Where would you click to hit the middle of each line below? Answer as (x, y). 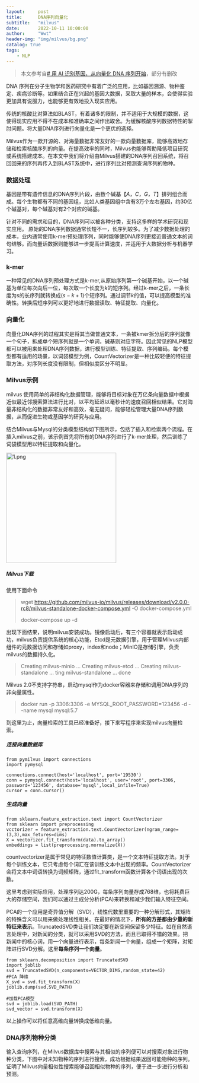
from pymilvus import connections (49, 759)
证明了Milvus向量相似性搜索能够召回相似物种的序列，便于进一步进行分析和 (97, 1066)
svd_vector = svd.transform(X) (45, 1009)
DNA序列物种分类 (31, 1037)
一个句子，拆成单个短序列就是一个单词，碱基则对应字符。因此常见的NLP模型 (99, 341)
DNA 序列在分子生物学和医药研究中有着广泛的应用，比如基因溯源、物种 (93, 86)
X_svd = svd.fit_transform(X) (44, 982)
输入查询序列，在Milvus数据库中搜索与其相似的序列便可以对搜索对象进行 (95, 1052)
